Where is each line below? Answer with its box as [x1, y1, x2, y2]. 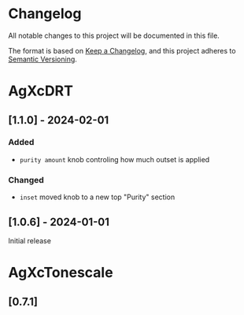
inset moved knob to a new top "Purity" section [19, 192, 176, 202]
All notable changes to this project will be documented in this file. [8, 31, 220, 40]
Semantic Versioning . [8, 54, 77, 64]
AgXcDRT [8, 82, 73, 100]
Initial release [8, 235, 51, 245]
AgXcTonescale [8, 264, 113, 282]
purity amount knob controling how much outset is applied [19, 154, 210, 164]
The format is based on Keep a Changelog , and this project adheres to [8, 46, 236, 55]
